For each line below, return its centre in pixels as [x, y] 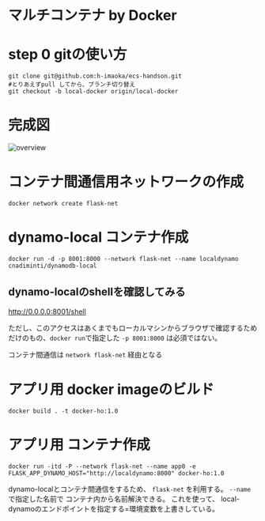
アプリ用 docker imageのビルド [112, 389]
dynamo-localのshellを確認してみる [97, 292]
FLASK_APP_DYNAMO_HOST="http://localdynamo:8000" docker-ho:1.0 [116, 473]
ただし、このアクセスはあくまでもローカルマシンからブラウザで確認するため [133, 327]
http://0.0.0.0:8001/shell [47, 311]
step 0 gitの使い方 [68, 55]
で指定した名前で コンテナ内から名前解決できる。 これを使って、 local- [124, 499]
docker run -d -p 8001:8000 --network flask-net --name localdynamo [123, 259]
